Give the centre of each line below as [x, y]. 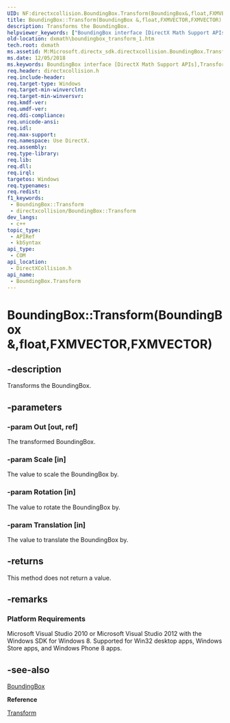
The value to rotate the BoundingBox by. [64, 507]
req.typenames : [29, 186]
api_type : [21, 249]
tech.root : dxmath [33, 45]
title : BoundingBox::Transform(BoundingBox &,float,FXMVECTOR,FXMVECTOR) [115, 20]
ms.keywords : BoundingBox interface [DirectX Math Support [93, 64]
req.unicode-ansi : [33, 122]
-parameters [35, 407]
